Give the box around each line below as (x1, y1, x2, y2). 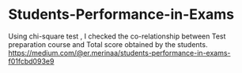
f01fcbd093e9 (8, 57, 55, 66)
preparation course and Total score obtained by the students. (8, 39, 208, 49)
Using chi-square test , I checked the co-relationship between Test (8, 31, 226, 41)
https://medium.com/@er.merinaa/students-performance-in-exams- (8, 48, 231, 57)
